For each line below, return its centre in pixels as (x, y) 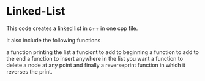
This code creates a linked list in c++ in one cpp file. (72, 28)
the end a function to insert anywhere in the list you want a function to (95, 58)
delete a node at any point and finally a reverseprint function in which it (96, 65)
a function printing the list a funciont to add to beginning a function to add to (102, 52)
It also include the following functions (54, 40)
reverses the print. (30, 71)
